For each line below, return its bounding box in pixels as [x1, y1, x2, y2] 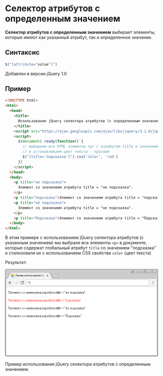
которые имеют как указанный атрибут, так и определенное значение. [5, 34, 153, 40]
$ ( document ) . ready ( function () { [17, 139, 83, 144]
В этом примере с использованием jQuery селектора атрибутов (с [5, 235, 144, 240]
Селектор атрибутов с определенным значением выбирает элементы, [5, 29, 156, 35]
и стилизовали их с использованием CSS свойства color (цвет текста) [5, 250, 152, 256]
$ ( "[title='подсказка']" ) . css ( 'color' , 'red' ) [22, 155, 118, 159]
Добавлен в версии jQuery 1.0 [5, 71, 67, 77]
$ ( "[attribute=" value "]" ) [5, 62, 57, 67]
